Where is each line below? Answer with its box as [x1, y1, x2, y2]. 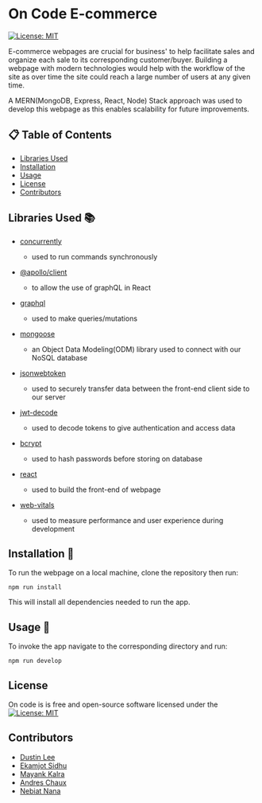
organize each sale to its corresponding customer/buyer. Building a [8, 55, 228, 64]
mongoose [19, 329, 56, 338]
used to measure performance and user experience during [31, 515, 224, 525]
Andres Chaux [19, 778, 67, 787]
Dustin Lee [19, 752, 56, 762]
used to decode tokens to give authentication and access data [31, 423, 236, 432]
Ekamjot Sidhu [19, 761, 67, 770]
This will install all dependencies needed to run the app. [8, 598, 191, 607]
